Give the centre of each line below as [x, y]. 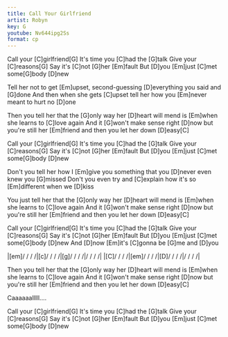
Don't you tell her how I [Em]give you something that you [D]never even [109, 172]
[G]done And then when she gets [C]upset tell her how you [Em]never [107, 95]
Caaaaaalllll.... [27, 298]
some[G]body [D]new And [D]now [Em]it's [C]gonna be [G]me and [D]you [113, 243]
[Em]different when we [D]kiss [51, 187]
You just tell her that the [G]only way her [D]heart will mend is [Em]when [111, 200]
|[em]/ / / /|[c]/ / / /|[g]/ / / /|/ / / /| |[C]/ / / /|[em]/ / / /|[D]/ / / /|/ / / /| [104, 257]
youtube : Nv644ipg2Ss [38, 33]
